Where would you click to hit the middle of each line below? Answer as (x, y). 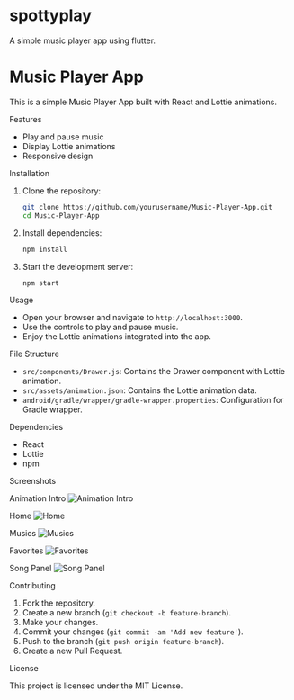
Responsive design (58, 156)
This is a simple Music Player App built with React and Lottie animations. (143, 102)
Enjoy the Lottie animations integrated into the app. (116, 337)
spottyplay (51, 16)
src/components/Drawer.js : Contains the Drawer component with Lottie (154, 372)
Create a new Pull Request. (72, 651)
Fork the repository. (59, 603)
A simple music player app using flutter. (82, 40)
